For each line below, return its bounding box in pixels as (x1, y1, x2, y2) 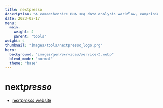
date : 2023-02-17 (5, 16, 40, 21)
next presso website (12, 97, 52, 104)
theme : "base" (9, 61, 38, 66)
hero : (5, 47, 16, 52)
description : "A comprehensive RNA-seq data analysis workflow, (5, 12, 138, 16)
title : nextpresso (5, 7, 42, 12)
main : (9, 25, 21, 30)
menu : (5, 20, 16, 26)
